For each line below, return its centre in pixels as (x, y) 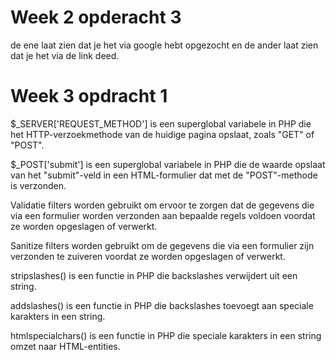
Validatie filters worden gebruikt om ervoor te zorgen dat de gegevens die (162, 205)
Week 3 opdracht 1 (89, 96)
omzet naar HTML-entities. (65, 346)
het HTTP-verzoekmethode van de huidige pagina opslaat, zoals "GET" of (162, 134)
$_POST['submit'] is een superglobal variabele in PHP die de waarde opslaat (168, 164)
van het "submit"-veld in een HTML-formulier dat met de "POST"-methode (164, 175)
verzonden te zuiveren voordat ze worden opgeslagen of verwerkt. (148, 256)
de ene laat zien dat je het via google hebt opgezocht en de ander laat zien (164, 45)
